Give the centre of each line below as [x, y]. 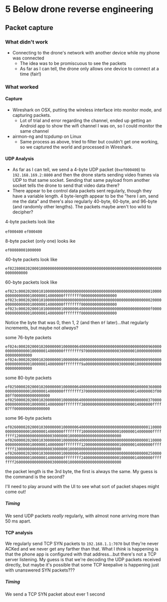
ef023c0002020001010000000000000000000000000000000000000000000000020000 [83, 300]
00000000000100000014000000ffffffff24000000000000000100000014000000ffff [83, 458]
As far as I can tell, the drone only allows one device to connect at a [89, 68]
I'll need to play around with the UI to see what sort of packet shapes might [82, 487]
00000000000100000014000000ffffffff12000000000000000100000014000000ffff [83, 445]
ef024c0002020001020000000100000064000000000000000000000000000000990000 [83, 360]
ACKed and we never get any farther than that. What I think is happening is [82, 549]
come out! [16, 492]
